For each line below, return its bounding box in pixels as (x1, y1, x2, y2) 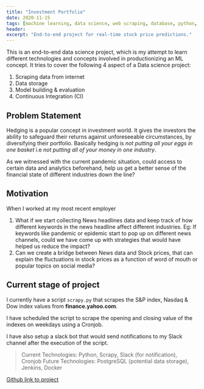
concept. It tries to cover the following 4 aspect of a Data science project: (6, 62, 191, 69)
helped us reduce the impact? (15, 242, 90, 250)
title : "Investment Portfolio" (6, 9, 86, 15)
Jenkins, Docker (21, 364, 63, 371)
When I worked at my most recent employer (6, 205, 116, 212)
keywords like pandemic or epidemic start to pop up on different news (15, 230, 192, 237)
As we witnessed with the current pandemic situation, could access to (6, 158, 183, 165)
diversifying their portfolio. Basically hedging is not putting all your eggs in (6, 139, 193, 147)
